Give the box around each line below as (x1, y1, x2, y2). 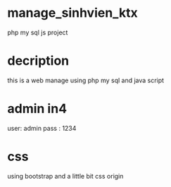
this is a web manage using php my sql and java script (7, 76, 164, 84)
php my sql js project (7, 28, 68, 37)
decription (7, 53, 70, 69)
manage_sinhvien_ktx (7, 5, 139, 21)
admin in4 (7, 101, 68, 117)
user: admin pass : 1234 (7, 124, 77, 132)
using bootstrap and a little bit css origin (7, 172, 124, 180)
